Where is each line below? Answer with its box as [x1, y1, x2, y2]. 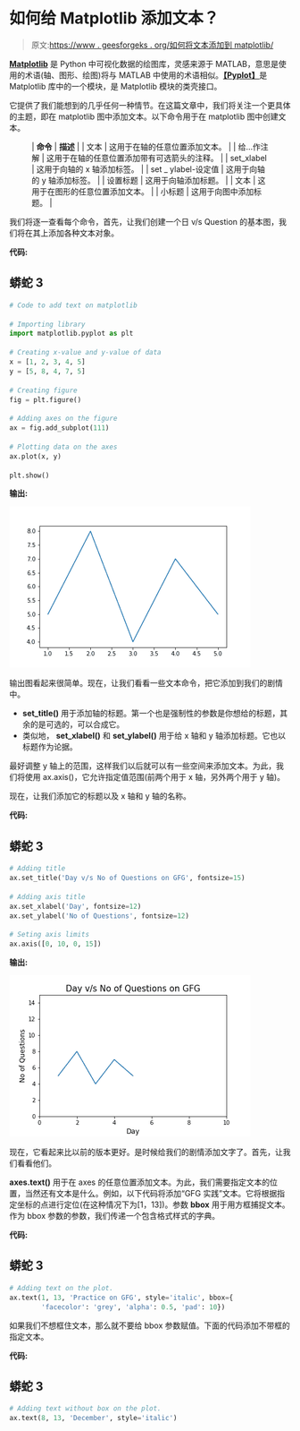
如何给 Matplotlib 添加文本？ [9, 8, 220, 29]
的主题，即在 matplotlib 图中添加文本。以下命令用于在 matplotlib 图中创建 [9, 111, 279, 122]
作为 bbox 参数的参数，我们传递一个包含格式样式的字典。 [9, 1211, 221, 1221]
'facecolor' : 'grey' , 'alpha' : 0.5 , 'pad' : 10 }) [41, 1302, 226, 1312]
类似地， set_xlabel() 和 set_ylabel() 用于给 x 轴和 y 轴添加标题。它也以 [21, 731, 287, 741]
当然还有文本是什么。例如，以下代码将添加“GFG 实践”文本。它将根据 [24, 1188, 278, 1199]
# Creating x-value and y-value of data [9, 348, 162, 357]
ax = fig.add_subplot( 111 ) [9, 424, 110, 433]
